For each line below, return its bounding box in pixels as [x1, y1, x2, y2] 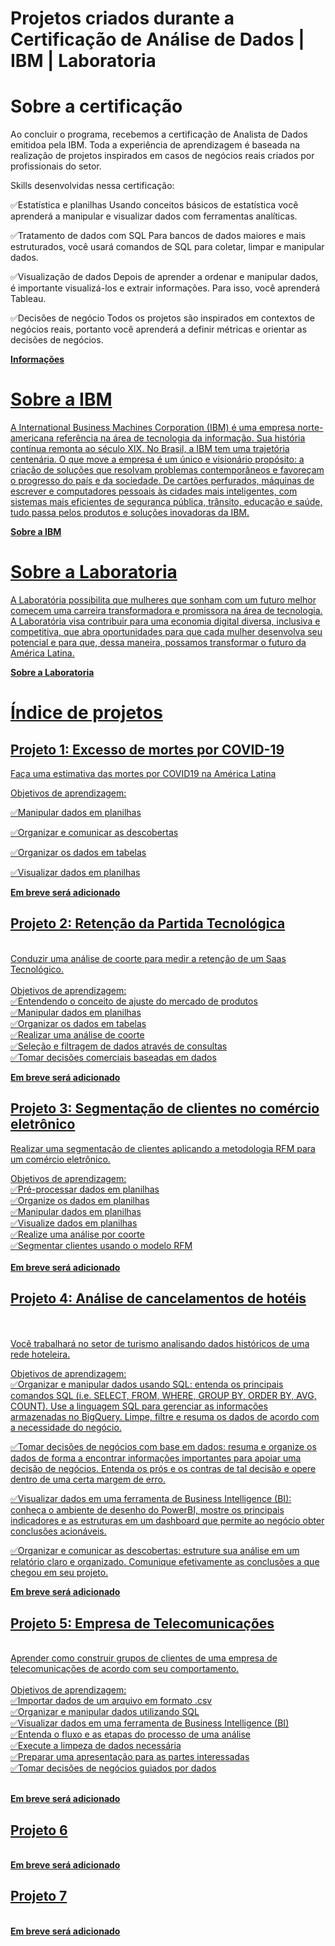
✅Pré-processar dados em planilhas [10, 1183, 160, 1195]
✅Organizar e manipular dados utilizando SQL [10, 1706, 200, 1718]
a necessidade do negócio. [10, 1422, 122, 1434]
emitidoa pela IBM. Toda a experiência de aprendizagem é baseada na [10, 139, 301, 151]
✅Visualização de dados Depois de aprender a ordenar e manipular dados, [10, 271, 319, 283]
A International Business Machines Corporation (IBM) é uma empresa [10, 422, 296, 434]
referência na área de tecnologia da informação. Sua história [56, 432, 306, 444]
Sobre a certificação [10, 95, 183, 118]
